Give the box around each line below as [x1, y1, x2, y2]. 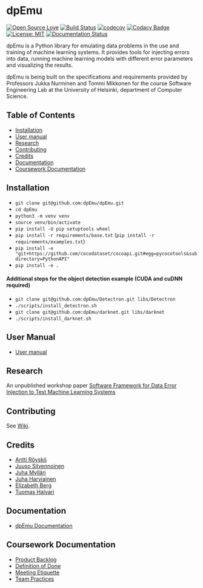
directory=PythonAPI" [15, 256, 70, 262]
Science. [6, 92, 28, 100]
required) [6, 282, 31, 289]
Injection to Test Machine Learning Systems [6, 389, 116, 396]
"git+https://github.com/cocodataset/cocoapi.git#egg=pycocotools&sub [15, 251, 198, 257]
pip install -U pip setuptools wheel [15, 226, 111, 232]
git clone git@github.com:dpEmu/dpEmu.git [15, 200, 124, 206]
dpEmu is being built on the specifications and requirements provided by [6, 73, 188, 80]
